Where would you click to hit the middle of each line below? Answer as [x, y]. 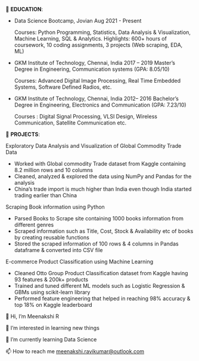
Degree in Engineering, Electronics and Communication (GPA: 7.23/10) [100, 105]
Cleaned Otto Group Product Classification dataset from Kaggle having [101, 273]
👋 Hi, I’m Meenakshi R [32, 316]
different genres [34, 225]
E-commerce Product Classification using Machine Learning [80, 262]
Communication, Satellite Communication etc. [70, 123]
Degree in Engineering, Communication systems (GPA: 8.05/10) [92, 69]
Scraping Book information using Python [55, 207]
